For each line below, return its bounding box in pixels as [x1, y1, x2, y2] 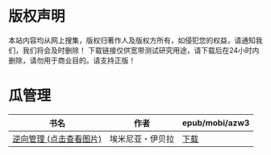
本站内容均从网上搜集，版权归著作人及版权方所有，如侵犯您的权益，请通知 [8, 35, 256, 45]
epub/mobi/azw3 [181, 117, 250, 128]
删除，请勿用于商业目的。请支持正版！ [8, 55, 135, 65]
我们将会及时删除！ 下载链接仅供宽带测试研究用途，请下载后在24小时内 [22, 45, 260, 55]
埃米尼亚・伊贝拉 [109, 133, 175, 145]
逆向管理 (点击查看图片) [12, 133, 102, 145]
